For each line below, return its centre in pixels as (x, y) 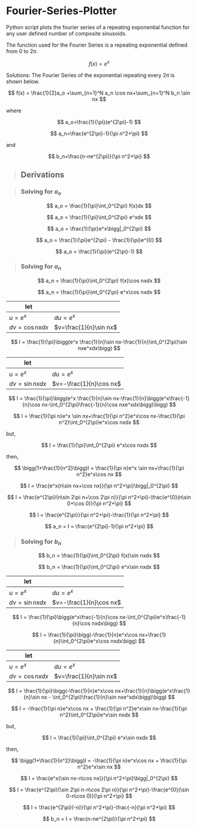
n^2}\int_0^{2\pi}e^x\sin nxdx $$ (99, 715)
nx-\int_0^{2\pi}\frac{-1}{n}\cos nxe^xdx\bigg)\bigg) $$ (109, 404)
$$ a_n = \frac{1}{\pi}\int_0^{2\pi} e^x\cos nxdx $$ (99, 292)
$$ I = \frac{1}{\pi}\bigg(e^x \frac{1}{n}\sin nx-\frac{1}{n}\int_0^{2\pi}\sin (99, 342)
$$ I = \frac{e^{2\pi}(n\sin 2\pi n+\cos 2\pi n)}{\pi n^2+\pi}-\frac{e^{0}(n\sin (99, 497)
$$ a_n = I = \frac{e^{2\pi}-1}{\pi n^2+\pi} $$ (99, 526)
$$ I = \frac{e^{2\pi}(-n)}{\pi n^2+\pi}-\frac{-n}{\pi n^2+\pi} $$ (99, 807)
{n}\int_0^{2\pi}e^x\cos (81, 641)
